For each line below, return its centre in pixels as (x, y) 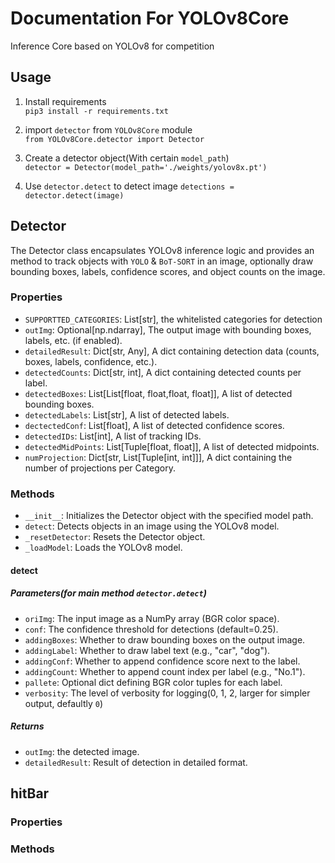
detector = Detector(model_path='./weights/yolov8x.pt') (146, 167)
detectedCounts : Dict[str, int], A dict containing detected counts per (163, 372)
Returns (27, 726)
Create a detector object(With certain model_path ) (127, 158)
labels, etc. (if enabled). (73, 340)
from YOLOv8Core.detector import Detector (114, 139)
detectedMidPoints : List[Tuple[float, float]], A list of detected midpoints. (172, 446)
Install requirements (65, 101)
